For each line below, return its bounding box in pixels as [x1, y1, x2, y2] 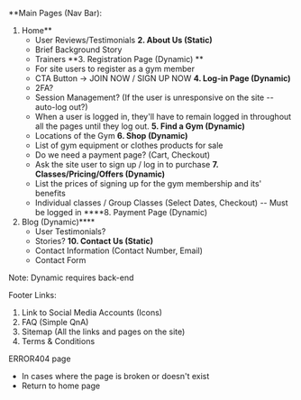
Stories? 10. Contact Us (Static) [34, 236, 154, 246]
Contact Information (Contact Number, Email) [34, 245, 204, 256]
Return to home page [21, 380, 101, 391]
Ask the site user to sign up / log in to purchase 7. [34, 159, 219, 169]
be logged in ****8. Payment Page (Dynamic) [34, 207, 208, 217]
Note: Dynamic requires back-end [8, 272, 134, 283]
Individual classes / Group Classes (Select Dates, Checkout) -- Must [34, 197, 289, 208]
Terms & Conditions [21, 336, 96, 346]
